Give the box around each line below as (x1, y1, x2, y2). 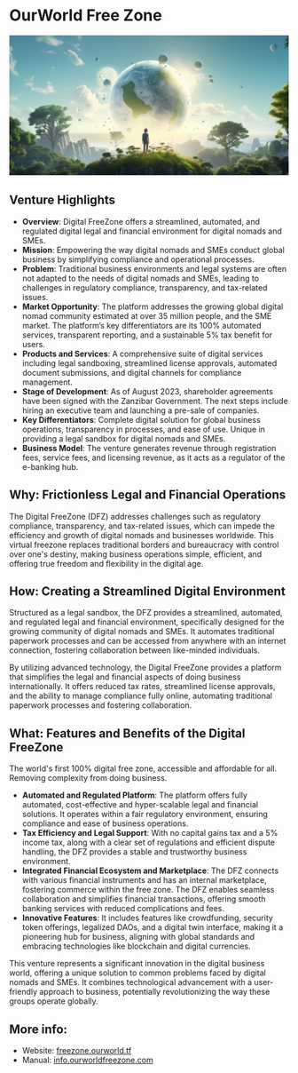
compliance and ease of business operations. (21, 818, 189, 829)
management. (21, 377, 74, 387)
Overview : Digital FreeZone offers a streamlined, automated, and (21, 216, 260, 227)
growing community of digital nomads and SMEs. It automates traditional (9, 626, 275, 637)
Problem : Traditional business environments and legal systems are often (21, 263, 286, 274)
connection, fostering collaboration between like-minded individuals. (9, 645, 260, 656)
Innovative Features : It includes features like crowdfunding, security (21, 912, 273, 924)
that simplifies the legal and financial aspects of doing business (9, 672, 241, 682)
